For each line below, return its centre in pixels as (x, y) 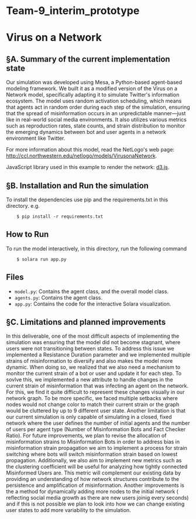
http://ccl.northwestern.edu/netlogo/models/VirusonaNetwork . (82, 156)
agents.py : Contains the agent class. (59, 297)
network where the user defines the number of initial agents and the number (98, 423)
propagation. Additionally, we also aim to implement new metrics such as (94, 460)
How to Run (27, 234)
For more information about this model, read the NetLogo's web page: (90, 150)
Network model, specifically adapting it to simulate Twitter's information (93, 95)
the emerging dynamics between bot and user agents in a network (86, 132)
